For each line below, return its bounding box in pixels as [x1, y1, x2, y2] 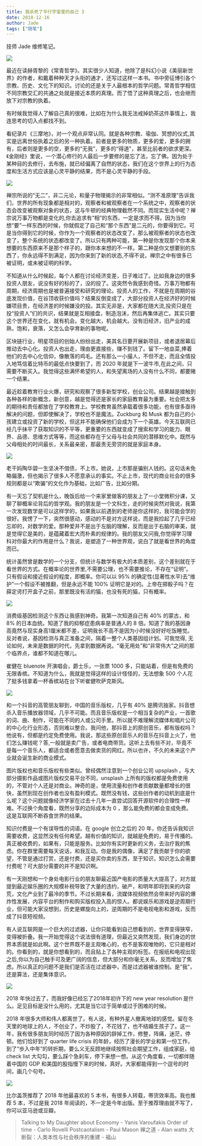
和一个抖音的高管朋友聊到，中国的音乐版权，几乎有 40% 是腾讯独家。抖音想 [6, 701, 195, 709]
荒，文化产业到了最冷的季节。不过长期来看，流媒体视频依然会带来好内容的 [6, 890, 191, 898]
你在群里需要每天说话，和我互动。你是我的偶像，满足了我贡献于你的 [16, 848, 185, 855]
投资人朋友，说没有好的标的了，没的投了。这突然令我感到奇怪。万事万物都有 [6, 280, 196, 287]
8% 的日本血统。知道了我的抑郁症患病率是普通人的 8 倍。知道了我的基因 [6, 620, 186, 627]
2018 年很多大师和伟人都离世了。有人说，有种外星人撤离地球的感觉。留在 [6, 1015, 188, 1023]
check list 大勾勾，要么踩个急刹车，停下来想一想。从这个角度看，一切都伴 [6, 1053, 189, 1060]
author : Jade [6, 20, 39, 26]
